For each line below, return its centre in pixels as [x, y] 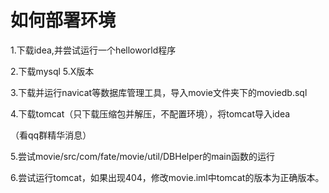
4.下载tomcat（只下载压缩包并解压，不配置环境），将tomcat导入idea [150, 113]
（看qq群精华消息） [51, 135]
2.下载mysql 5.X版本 [52, 71]
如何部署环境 [63, 20]
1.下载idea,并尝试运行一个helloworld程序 [93, 50]
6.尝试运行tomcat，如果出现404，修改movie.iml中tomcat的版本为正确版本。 [167, 177]
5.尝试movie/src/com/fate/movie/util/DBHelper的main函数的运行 [143, 156]
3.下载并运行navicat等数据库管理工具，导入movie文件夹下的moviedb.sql [159, 92]
